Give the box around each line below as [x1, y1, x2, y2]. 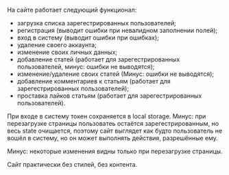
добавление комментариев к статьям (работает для [16, 77, 171, 85]
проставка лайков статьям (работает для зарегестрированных [16, 92, 202, 100]
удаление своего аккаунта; [16, 41, 97, 49]
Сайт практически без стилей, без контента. [7, 161, 138, 168]
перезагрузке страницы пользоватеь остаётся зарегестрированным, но [7, 120, 219, 127]
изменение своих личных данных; [16, 48, 118, 56]
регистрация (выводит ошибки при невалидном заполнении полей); [16, 27, 218, 34]
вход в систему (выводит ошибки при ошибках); [16, 33, 160, 42]
